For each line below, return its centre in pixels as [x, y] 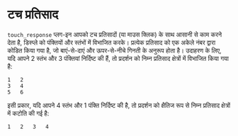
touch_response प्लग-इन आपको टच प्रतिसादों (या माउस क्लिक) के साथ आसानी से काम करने [114, 34]
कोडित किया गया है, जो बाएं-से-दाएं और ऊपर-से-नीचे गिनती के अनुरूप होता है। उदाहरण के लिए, [114, 50]
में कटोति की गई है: [28, 113]
